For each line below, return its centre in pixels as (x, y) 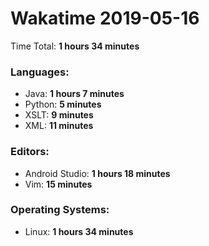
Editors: (30, 152)
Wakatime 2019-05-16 (105, 18)
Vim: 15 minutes (58, 184)
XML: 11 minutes (59, 126)
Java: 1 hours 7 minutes (74, 94)
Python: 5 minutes (63, 104)
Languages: (40, 72)
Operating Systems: (60, 210)
